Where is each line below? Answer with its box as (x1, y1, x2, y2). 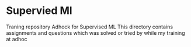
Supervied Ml (6, 4, 72, 17)
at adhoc (6, 35, 27, 42)
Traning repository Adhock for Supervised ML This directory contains (6, 23, 173, 30)
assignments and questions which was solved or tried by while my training (6, 29, 185, 36)
